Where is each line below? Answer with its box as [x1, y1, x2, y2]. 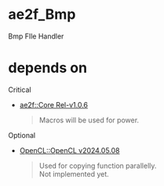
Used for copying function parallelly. [38, 161, 157, 170]
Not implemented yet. [38, 169, 110, 178]
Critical [8, 85, 31, 94]
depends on [8, 59, 88, 77]
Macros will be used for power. [38, 115, 140, 125]
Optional [8, 130, 36, 140]
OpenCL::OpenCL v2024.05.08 [19, 145, 120, 155]
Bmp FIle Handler [8, 31, 64, 41]
